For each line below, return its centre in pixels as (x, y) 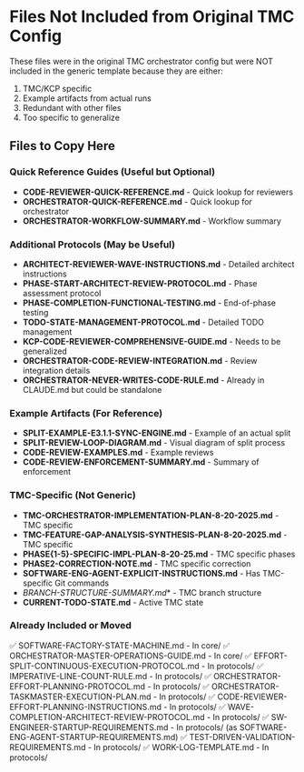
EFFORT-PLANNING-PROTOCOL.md (78, 686)
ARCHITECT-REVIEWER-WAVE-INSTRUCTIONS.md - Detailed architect (158, 264)
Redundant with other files (72, 107)
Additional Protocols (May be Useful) (92, 245)
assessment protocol (62, 293)
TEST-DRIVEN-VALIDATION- (242, 737)
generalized (45, 351)
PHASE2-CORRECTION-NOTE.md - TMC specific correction (137, 563)
